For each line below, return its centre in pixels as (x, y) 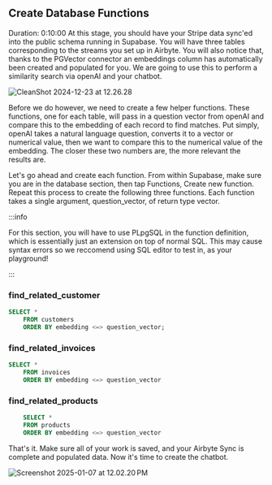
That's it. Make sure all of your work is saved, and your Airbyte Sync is (126, 448)
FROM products (47, 425)
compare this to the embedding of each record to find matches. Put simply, (134, 124)
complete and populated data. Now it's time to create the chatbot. (119, 457)
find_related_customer (54, 295)
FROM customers (49, 319)
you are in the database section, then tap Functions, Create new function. (131, 184)
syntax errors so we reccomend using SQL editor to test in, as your (121, 249)
